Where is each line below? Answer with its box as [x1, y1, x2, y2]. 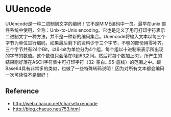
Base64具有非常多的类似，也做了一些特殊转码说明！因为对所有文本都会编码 [5, 65, 165, 72]
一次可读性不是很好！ [5, 72, 50, 78]
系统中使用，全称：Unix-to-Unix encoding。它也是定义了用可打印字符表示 [9, 27, 165, 33]
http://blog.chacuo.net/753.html [12, 106, 80, 112]
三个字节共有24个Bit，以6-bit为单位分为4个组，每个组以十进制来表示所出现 [5, 46, 164, 52]
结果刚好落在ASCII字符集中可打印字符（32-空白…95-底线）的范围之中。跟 [5, 59, 161, 65]
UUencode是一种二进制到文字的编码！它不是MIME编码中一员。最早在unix [5, 20, 161, 27]
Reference [5, 87, 39, 96]
